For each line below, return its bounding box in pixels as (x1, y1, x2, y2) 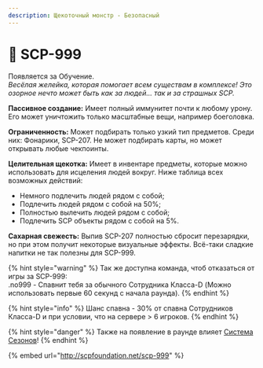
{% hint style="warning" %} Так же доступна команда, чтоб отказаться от (8, 263, 255, 272)
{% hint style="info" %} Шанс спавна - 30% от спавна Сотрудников (8, 304, 233, 313)
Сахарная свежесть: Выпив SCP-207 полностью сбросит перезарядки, (8, 231, 250, 241)
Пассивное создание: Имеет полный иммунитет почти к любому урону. (8, 103, 253, 112)
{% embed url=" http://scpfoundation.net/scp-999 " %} (8, 351, 184, 360)
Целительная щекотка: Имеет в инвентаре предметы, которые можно (8, 159, 247, 168)
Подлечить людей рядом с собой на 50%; (19, 199, 161, 208)
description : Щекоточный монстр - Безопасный (8, 11, 159, 20)
